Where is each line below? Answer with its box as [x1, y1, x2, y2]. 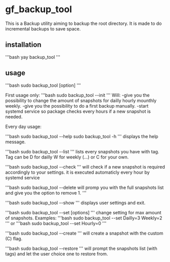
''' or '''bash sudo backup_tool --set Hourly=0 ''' [5, 220, 107, 226]
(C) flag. [5, 235, 23, 242]
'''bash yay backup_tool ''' [5, 54, 60, 60]
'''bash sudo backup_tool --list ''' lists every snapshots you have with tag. [5, 148, 159, 154]
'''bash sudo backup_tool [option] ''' [5, 82, 81, 88]
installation [5, 41, 42, 49]
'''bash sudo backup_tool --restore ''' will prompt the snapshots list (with [5, 245, 157, 251]
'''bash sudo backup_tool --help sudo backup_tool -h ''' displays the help [5, 133, 158, 139]
